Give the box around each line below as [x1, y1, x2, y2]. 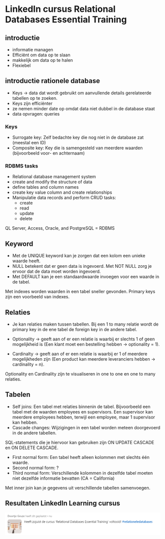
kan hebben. [12, 419, 38, 425]
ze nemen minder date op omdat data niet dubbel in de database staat [12, 105, 155, 112]
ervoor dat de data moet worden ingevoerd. [12, 268, 101, 275]
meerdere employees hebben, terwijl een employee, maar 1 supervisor [12, 414, 155, 420]
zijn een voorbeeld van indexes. [5, 294, 70, 300]
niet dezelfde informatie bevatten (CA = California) [12, 475, 115, 481]
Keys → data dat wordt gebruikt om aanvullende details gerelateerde [12, 90, 152, 96]
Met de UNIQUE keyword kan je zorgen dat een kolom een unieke [12, 253, 145, 259]
